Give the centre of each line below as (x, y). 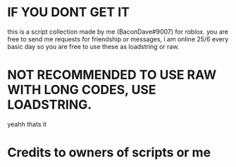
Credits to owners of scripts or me (109, 153)
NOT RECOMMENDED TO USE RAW (112, 75)
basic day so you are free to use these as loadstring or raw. (93, 46)
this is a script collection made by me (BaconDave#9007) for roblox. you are (118, 32)
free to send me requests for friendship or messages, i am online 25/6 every (118, 39)
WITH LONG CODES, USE (82, 90)
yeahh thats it (27, 124)
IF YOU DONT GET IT (69, 12)
